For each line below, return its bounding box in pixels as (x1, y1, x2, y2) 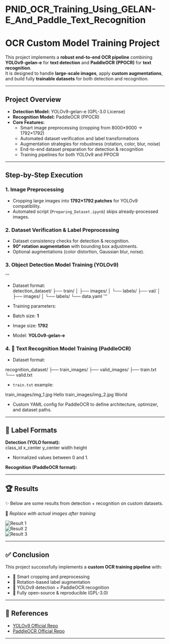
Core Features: (12, 119, 45, 125)
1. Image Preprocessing (5, 186, 64, 193)
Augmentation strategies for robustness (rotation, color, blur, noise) (20, 141, 161, 147)
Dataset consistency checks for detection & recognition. (12, 238, 130, 244)
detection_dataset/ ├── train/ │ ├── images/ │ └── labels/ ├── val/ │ (12, 288, 160, 294)
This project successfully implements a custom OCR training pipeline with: (5, 564, 162, 570)
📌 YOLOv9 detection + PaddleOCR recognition (12, 584, 110, 590)
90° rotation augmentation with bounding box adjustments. (12, 243, 138, 249)
